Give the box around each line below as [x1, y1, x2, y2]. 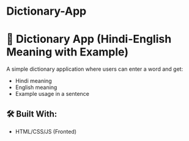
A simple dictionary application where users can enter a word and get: [6, 65, 183, 73]
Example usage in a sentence [15, 90, 90, 98]
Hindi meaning [15, 78, 52, 85]
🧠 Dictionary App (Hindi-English [6, 32, 172, 46]
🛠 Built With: [6, 109, 57, 119]
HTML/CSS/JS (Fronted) [15, 128, 77, 135]
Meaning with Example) [6, 45, 128, 59]
